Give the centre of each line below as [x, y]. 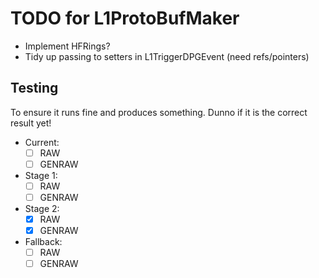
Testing [34, 88]
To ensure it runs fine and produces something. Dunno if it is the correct [159, 112]
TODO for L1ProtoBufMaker [125, 18]
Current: [42, 142]
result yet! [31, 123]
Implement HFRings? [67, 46]
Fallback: [43, 242]
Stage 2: [42, 208]
